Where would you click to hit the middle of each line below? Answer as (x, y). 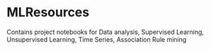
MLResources (48, 12)
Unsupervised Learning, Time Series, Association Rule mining (97, 39)
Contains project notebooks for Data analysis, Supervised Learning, (105, 32)
